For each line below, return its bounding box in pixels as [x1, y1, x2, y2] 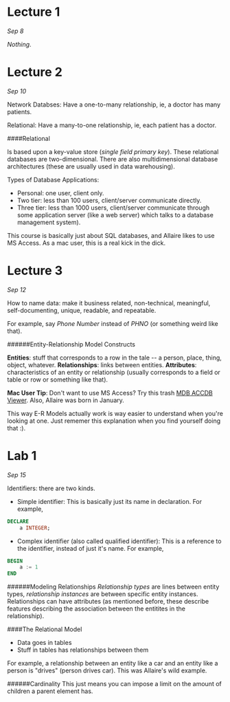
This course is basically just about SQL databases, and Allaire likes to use [7, 231, 215, 239]
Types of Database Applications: [7, 175, 100, 184]
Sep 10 [7, 87, 27, 95]
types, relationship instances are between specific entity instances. [7, 590, 198, 598]
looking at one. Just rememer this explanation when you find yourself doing [7, 417, 221, 425]
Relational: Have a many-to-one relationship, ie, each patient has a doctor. [7, 121, 217, 129]
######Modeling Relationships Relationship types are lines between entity [7, 582, 220, 591]
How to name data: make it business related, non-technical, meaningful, [7, 298, 211, 307]
